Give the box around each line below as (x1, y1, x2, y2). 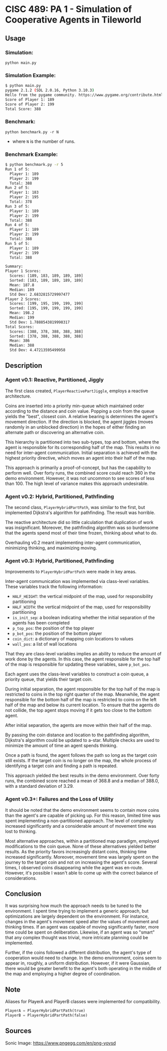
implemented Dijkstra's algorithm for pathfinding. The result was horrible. (5, 510, 156, 516)
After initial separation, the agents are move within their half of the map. (5, 722, 152, 728)
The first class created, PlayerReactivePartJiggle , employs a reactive (5, 388, 148, 394)
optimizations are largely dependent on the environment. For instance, (5, 913, 149, 920)
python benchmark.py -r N (5, 129, 59, 134)
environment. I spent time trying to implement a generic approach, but (5, 908, 149, 914)
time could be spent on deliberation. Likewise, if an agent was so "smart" (5, 929, 155, 935)
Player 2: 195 (9, 195, 39, 200)
